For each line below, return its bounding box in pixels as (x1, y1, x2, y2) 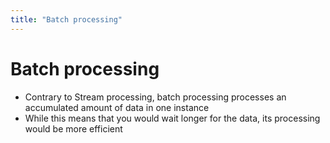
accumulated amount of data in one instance (24, 101, 210, 113)
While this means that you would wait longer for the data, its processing (24, 112, 321, 124)
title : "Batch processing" (10, 14, 123, 25)
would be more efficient (24, 122, 123, 135)
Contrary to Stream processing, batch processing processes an (24, 91, 287, 103)
